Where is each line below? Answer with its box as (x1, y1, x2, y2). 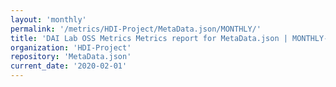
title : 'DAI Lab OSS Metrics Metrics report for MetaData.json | (10, 33, 288, 43)
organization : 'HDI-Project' (10, 42, 132, 53)
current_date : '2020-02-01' (10, 61, 128, 71)
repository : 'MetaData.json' (10, 52, 132, 62)
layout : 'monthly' (10, 14, 87, 25)
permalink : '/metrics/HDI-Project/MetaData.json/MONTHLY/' (10, 24, 262, 34)
